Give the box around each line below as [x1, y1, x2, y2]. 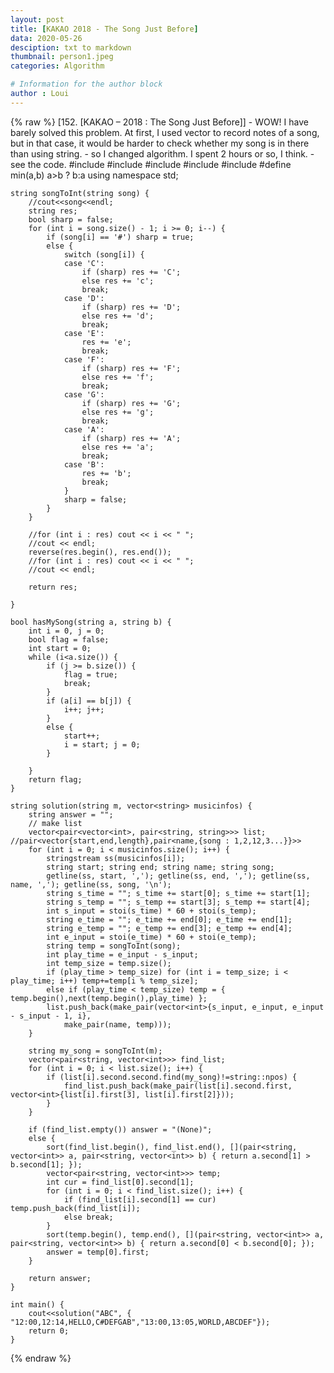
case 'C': [63, 258, 105, 268]
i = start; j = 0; [63, 739, 141, 750]
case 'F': [63, 354, 105, 365]
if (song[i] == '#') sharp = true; [46, 232, 195, 242]
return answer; [28, 1273, 92, 1283]
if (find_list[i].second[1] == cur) [63, 1194, 217, 1205]
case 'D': [63, 293, 105, 303]
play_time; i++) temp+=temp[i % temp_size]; [10, 976, 199, 986]
